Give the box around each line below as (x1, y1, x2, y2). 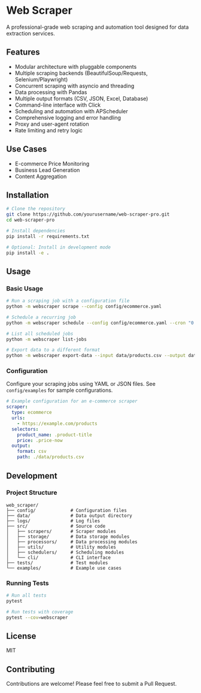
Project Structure (6, 489, 57, 497)
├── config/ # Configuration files (6, 507, 127, 513)
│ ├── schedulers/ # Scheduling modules (6, 549, 124, 555)
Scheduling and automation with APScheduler (14, 107, 129, 114)
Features (6, 47, 40, 58)
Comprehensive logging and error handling (14, 114, 121, 121)
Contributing (6, 664, 55, 674)
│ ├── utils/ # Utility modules (6, 544, 117, 550)
